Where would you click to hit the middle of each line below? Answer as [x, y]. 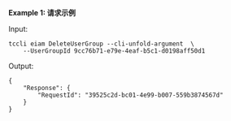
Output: [21, 66]
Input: [18, 29]
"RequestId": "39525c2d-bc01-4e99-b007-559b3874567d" [131, 95]
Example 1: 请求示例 [42, 13]
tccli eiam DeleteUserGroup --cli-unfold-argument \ [102, 44]
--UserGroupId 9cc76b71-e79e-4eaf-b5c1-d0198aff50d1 [114, 51]
